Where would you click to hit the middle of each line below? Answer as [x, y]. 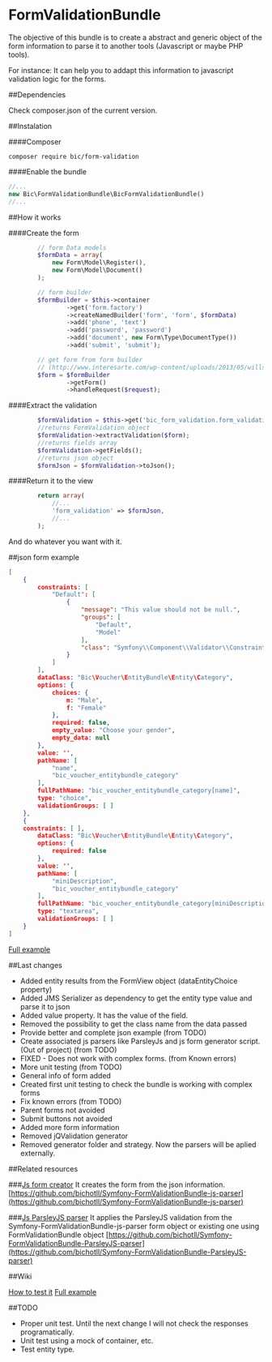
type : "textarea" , [68, 911]
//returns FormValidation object [94, 428]
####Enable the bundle [48, 171]
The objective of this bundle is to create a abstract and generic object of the [136, 37]
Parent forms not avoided [62, 1110]
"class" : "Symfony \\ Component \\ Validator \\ [155, 647]
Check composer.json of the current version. [83, 110]
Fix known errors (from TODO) [71, 1101]
